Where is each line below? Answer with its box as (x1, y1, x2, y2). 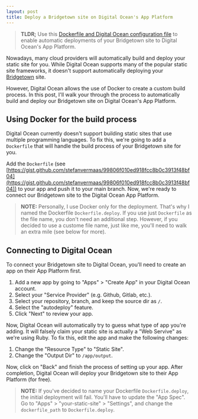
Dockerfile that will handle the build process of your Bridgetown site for (6, 142, 181, 150)
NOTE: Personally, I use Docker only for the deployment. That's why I (20, 203, 190, 210)
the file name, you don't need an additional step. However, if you (20, 216, 178, 223)
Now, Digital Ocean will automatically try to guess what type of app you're (6, 321, 186, 329)
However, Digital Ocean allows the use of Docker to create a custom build (6, 85, 186, 92)
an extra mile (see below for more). (20, 228, 106, 235)
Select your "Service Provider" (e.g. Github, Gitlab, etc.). (14, 291, 152, 298)
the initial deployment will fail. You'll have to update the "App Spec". (20, 394, 186, 401)
